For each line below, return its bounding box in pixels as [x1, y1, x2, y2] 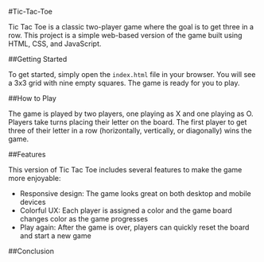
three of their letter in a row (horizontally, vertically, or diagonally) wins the [8, 126, 252, 135]
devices [19, 198, 46, 206]
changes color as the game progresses [19, 214, 149, 223]
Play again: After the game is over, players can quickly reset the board [19, 222, 250, 232]
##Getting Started [8, 55, 68, 64]
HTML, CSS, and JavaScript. [8, 39, 102, 48]
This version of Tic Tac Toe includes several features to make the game [8, 165, 243, 174]
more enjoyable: [8, 174, 61, 183]
